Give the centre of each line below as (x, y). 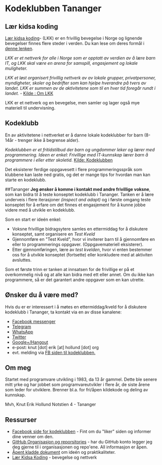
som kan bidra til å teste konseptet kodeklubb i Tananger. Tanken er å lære (80, 194)
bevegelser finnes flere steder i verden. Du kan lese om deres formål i (75, 43)
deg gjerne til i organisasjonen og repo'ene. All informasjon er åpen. (80, 447)
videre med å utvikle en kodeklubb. (40, 210)
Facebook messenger (34, 321)
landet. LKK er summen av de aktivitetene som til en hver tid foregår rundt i (80, 88)
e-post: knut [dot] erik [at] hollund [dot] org (55, 347)
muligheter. (16, 68)
